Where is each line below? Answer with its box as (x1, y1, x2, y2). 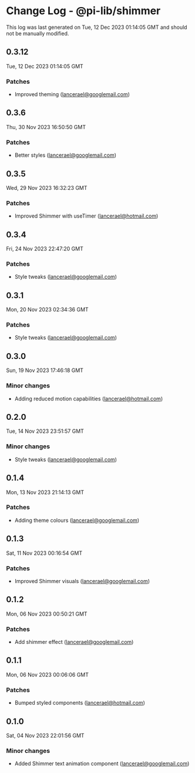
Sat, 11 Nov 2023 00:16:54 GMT (6, 550, 83, 557)
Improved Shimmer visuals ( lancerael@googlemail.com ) (14, 577, 150, 584)
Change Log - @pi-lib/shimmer (6, 4, 161, 18)
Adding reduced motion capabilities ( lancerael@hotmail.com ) (14, 395, 163, 402)
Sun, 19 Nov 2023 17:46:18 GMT (6, 367, 84, 374)
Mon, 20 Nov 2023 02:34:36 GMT (6, 306, 89, 313)
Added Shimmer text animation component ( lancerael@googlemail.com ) (14, 760, 190, 767)
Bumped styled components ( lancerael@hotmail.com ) (14, 699, 146, 706)
